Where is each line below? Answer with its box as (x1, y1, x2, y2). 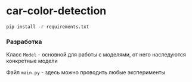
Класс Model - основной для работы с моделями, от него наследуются (6, 51, 186, 58)
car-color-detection (6, 4, 107, 18)
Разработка (6, 37, 42, 46)
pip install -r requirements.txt (6, 24, 89, 30)
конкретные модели (6, 58, 58, 65)
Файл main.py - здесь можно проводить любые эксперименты (6, 69, 166, 76)
